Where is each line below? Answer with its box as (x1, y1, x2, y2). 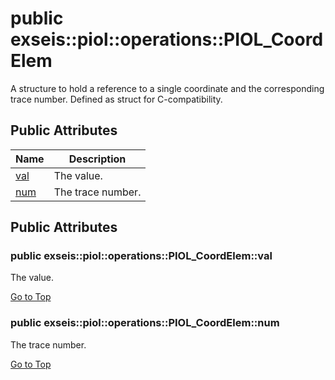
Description (68, 152, 127, 166)
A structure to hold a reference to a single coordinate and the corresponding (10, 82, 325, 94)
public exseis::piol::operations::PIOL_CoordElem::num (10, 316, 280, 330)
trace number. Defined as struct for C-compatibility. (10, 93, 223, 105)
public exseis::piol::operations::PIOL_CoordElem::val (10, 249, 273, 263)
